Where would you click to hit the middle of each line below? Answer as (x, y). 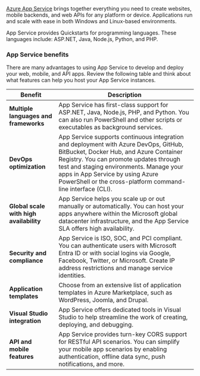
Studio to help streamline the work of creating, (123, 317)
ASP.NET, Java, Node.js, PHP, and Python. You (124, 113)
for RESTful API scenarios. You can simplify (119, 342)
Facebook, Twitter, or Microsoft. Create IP (117, 260)
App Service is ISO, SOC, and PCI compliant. (121, 238)
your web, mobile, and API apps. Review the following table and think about (99, 74)
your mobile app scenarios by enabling (113, 349)
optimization (27, 167)
